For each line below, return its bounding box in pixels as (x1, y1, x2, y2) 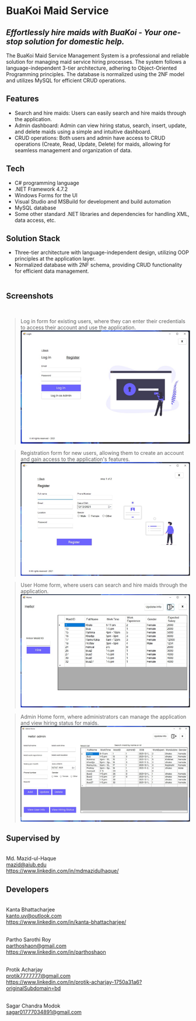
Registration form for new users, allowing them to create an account (20, 450, 184, 457)
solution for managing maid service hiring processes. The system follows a (6, 59, 187, 65)
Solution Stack (6, 234, 60, 244)
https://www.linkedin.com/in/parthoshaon (6, 948, 106, 955)
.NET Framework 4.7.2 (14, 186, 68, 193)
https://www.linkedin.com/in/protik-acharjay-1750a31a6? (6, 979, 142, 986)
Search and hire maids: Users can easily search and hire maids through (14, 109, 187, 117)
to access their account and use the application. (20, 324, 136, 331)
